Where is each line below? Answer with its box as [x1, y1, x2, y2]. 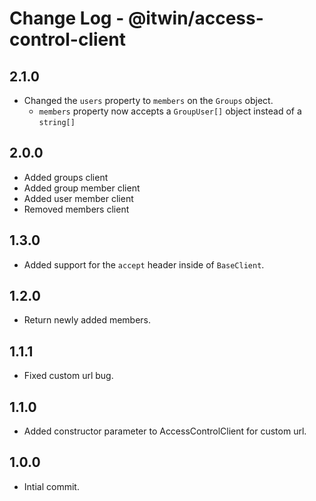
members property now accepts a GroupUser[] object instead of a [38, 105, 302, 117]
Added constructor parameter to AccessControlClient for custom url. [23, 425, 307, 437]
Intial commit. [23, 480, 80, 492]
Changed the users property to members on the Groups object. [23, 95, 274, 106]
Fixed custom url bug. [23, 370, 114, 382]
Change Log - [9, 7, 125, 30]
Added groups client [23, 171, 109, 183]
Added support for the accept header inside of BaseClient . [23, 258, 265, 271]
